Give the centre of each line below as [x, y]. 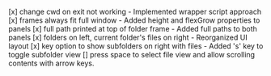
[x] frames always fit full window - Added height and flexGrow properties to [134, 20]
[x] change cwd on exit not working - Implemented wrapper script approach [135, 12]
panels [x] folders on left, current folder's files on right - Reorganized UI [128, 37]
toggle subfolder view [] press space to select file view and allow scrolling [132, 55]
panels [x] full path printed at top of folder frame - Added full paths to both [133, 29]
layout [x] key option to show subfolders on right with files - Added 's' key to [136, 46]
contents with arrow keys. [51, 63]
